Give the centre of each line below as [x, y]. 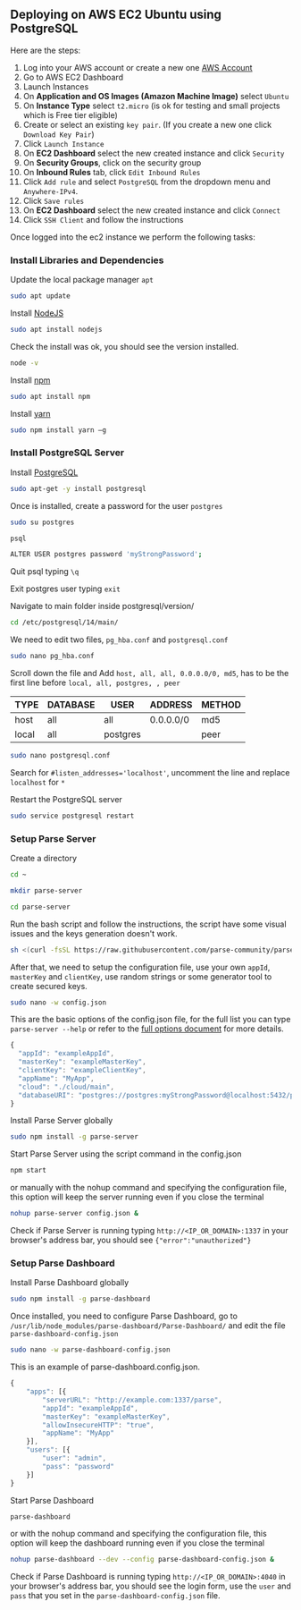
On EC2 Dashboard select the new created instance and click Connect [151, 210]
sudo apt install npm [50, 396]
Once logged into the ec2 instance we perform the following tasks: [133, 237]
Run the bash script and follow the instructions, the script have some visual [148, 924]
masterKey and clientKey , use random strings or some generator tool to [141, 976]
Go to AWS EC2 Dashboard [73, 77]
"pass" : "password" [79, 1466]
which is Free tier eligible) [71, 114]
